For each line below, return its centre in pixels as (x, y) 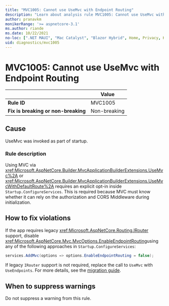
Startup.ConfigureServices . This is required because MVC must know (78, 191)
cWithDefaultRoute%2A (30, 186)
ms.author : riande (24, 29)
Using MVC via (21, 165)
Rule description (26, 154)
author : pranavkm (23, 19)
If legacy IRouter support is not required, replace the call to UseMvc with (79, 265)
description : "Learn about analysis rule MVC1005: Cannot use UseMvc (80, 15)
